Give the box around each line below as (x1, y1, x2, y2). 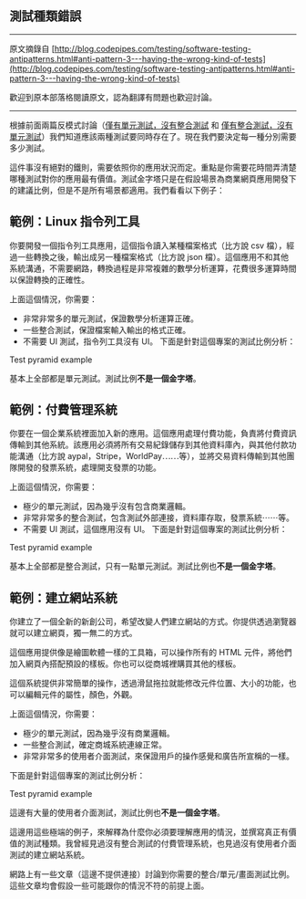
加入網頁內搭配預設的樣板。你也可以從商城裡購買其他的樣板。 (9, 658, 241, 669)
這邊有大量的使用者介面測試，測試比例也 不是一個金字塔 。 (9, 807, 225, 819)
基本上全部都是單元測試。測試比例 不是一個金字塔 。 (9, 372, 201, 383)
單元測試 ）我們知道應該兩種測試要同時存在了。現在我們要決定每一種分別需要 (9, 131, 297, 141)
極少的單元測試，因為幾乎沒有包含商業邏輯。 (22, 501, 191, 512)
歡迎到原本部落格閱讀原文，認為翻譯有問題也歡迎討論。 (9, 91, 217, 102)
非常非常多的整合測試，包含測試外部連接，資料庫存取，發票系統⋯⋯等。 (22, 512, 294, 523)
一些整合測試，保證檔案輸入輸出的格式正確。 (22, 324, 191, 335)
